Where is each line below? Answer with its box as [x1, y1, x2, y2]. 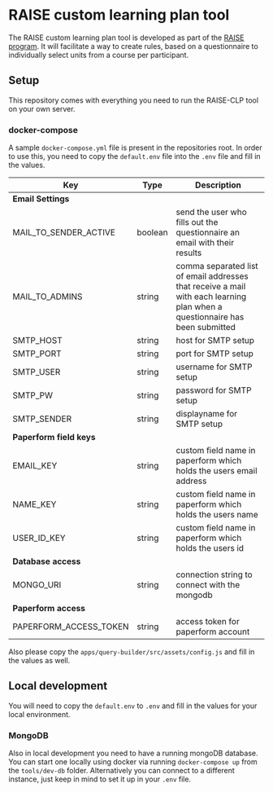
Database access [12, 556, 81, 567]
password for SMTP [175, 385, 252, 396]
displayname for [175, 408, 238, 420]
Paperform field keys [12, 432, 96, 443]
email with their [175, 237, 234, 249]
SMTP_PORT [12, 348, 63, 359]
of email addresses [175, 271, 249, 282]
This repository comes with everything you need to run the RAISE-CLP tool [8, 95, 258, 105]
